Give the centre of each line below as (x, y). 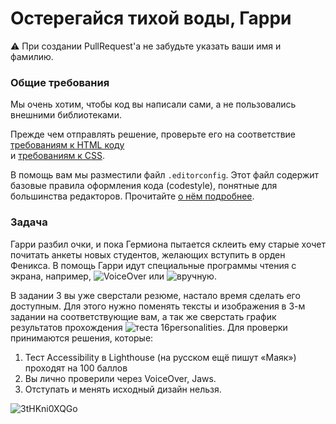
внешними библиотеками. (66, 115)
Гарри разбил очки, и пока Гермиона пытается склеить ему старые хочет (168, 244)
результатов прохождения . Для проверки (149, 327)
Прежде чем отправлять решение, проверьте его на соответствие (153, 134)
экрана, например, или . (113, 276)
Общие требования (60, 82)
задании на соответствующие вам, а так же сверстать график (143, 316)
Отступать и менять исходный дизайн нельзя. (123, 389)
